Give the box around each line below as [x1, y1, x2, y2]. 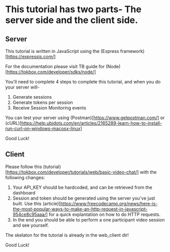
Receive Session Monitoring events [12, 105, 86, 110]
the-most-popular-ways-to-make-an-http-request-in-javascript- [12, 206, 148, 212]
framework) [120, 48, 145, 54]
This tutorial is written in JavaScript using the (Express [5, 48, 119, 54]
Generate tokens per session [12, 99, 73, 105]
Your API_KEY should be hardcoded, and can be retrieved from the [12, 184, 153, 190]
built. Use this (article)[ [12, 200, 61, 207]
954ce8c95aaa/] [12, 211, 48, 217]
